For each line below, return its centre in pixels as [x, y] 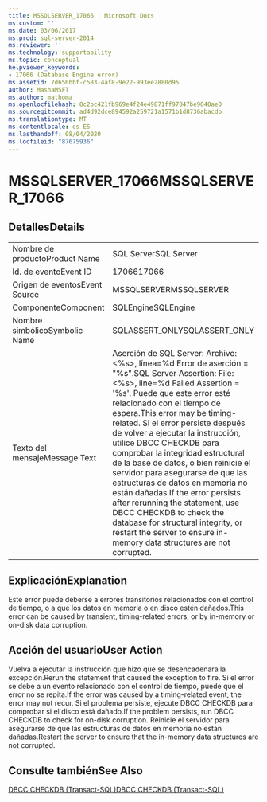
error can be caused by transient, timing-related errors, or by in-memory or [132, 616]
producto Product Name [56, 258]
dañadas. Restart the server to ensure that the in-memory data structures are [133, 737]
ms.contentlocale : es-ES [49, 127]
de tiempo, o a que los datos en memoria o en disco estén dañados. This [126, 608]
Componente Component [58, 307]
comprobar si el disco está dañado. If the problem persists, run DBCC [121, 712]
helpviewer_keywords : [44, 68]
